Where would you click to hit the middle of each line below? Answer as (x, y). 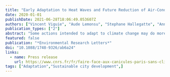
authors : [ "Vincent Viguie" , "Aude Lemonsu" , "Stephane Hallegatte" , (80, 24)
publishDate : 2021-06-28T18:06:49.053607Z (51, 19)
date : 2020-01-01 (24, 15)
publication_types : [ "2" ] (32, 29)
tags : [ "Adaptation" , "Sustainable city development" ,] (64, 66)
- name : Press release (34, 57)
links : (12, 52)
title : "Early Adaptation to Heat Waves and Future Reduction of (75, 10)
